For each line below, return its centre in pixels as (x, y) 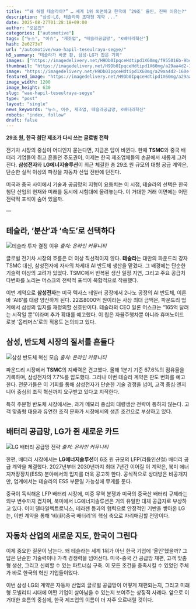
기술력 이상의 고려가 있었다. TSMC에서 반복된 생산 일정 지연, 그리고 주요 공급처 (96, 273)
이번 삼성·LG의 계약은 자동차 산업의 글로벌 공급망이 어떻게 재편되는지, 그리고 (92, 585)
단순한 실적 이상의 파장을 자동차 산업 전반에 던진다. (64, 172)
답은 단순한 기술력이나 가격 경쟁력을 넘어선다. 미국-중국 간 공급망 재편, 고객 (91, 558)
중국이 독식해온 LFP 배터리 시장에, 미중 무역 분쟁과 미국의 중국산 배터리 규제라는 (97, 493)
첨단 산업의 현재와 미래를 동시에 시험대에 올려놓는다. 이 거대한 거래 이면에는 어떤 (97, 192)
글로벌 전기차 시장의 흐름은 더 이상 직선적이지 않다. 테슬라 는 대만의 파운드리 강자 (97, 258)
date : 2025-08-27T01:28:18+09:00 (47, 22)
